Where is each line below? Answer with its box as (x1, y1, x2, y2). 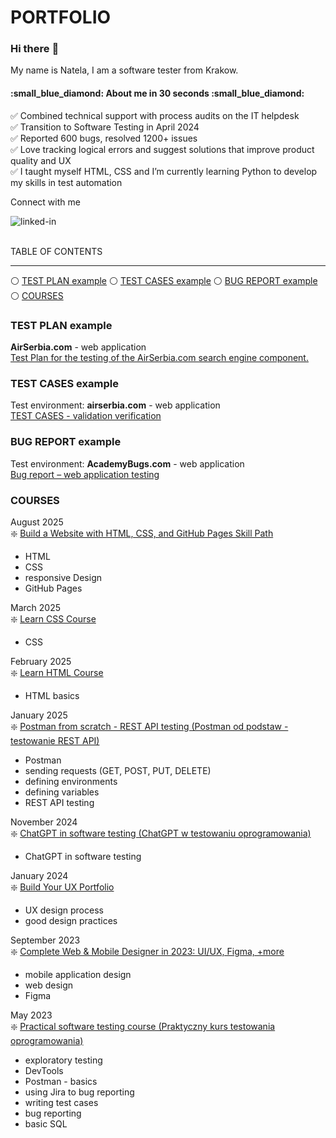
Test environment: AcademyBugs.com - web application (10, 457, 245, 470)
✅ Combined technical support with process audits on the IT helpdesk (10, 109, 300, 121)
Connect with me (10, 196, 81, 208)
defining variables (24, 786, 100, 798)
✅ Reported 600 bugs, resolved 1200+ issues (10, 132, 198, 144)
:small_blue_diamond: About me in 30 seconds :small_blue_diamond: (10, 87, 305, 100)
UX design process (24, 904, 104, 916)
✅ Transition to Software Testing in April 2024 (10, 121, 200, 133)
